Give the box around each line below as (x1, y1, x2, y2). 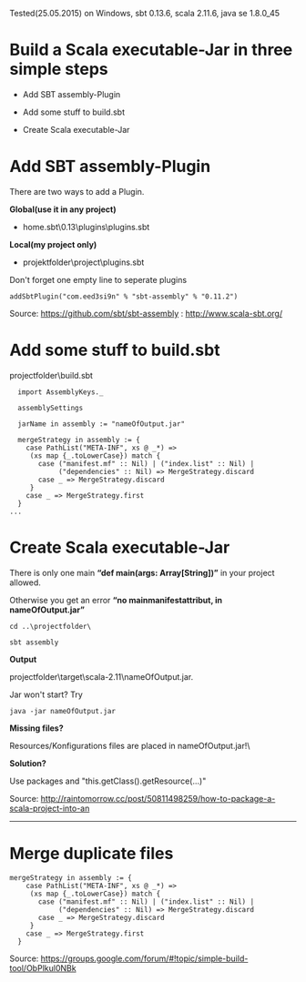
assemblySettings (17, 403, 84, 412)
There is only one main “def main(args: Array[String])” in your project (9, 567, 275, 578)
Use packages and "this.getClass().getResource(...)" (9, 775, 207, 786)
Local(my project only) (9, 238, 97, 249)
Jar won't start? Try (9, 689, 84, 700)
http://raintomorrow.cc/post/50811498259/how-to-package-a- (40, 793, 276, 804)
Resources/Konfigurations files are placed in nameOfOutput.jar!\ (9, 740, 250, 751)
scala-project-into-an (9, 803, 90, 814)
